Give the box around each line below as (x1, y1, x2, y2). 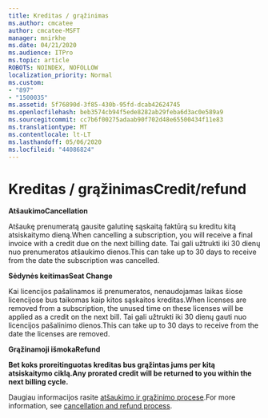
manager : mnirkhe (8, 34, 66, 42)
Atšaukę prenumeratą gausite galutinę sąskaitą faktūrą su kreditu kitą (8, 221, 236, 232)
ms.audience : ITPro (8, 49, 74, 57)
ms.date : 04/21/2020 (8, 42, 78, 50)
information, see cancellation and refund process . (8, 401, 173, 411)
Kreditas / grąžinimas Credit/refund (8, 180, 246, 198)
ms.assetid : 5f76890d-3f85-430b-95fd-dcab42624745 (8, 101, 181, 109)
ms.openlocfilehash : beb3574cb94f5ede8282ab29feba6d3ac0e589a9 (8, 109, 224, 117)
